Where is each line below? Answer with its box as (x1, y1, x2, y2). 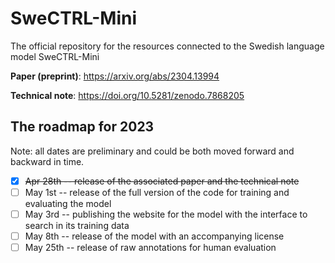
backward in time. (10, 155, 85, 167)
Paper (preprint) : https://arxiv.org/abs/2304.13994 (10, 70, 220, 82)
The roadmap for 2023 (10, 118, 155, 136)
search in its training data (24, 219, 130, 231)
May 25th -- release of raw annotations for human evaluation (24, 242, 277, 253)
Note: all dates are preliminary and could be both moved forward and (10, 145, 295, 157)
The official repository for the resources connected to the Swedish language (10, 40, 325, 52)
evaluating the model (24, 197, 112, 209)
